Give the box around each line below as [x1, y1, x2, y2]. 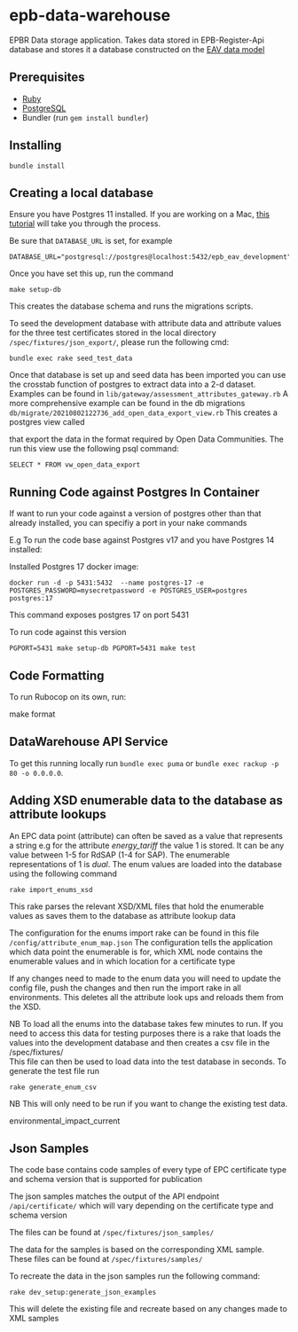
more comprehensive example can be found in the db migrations [9, 398, 246, 409]
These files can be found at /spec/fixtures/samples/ [9, 1254, 203, 1265]
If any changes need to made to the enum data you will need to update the [9, 973, 281, 983]
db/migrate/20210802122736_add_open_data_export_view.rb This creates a [9, 407, 278, 418]
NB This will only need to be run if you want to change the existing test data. [9, 1098, 288, 1109]
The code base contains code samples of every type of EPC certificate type [9, 1164, 286, 1175]
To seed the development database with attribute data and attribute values [9, 318, 282, 329]
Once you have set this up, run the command [9, 268, 174, 279]
